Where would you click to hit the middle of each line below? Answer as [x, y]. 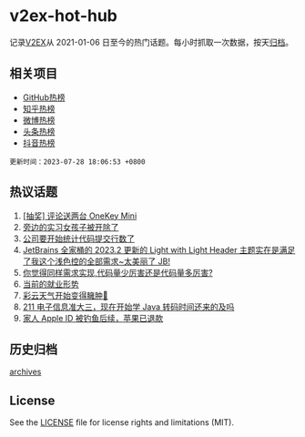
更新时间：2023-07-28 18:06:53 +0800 [77, 162]
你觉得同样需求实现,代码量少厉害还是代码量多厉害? [117, 272]
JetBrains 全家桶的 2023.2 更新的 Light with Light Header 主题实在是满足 [159, 249]
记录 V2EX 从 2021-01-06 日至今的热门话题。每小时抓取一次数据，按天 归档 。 [152, 42]
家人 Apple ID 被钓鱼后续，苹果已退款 [93, 318]
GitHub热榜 [44, 97]
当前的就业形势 [51, 284]
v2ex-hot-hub [64, 16]
